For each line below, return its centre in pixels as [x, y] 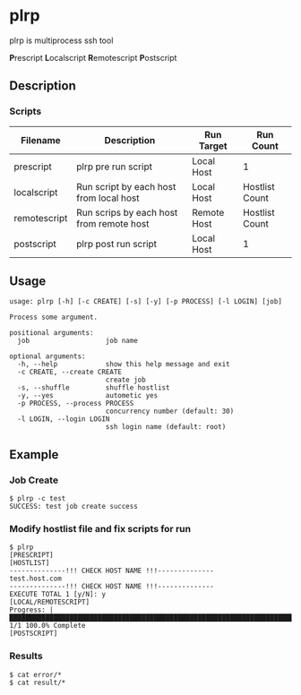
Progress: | [31, 610]
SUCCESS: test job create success [74, 507]
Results [26, 656]
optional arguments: [48, 356]
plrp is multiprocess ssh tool [61, 40]
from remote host [112, 223]
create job [125, 380]
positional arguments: [52, 333]
